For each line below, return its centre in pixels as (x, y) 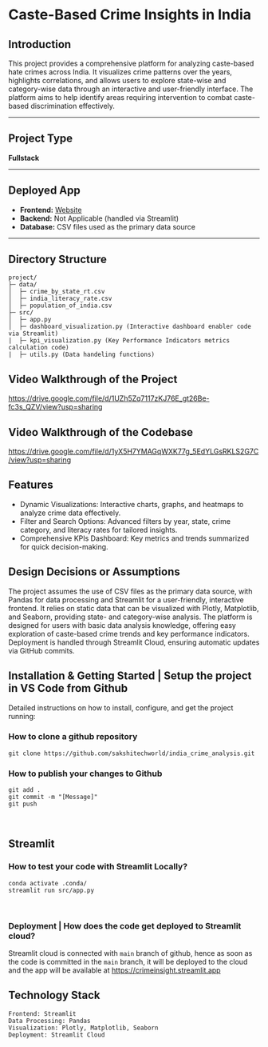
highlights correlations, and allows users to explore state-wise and (117, 80)
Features (31, 485)
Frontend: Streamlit (43, 1013)
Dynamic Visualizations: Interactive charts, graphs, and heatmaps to (132, 504)
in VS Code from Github (68, 688)
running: (22, 716)
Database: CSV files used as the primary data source (107, 226)
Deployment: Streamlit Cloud (57, 1035)
